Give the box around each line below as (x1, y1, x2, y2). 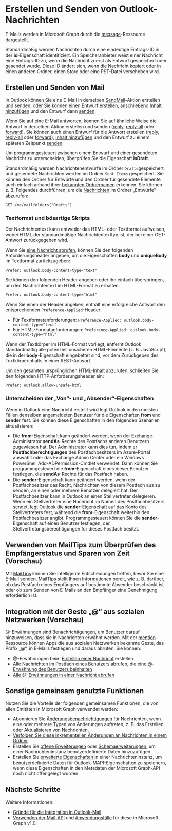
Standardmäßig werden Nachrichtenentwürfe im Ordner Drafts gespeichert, (5, 165, 165, 171)
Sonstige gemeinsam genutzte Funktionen (5, 686, 144, 695)
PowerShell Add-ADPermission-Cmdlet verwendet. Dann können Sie (12, 460, 158, 466)
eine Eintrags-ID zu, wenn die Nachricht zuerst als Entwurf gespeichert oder (5, 57, 167, 63)
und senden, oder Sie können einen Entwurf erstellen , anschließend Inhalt (5, 102, 162, 109)
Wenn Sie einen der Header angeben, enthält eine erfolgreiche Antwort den (5, 302, 165, 308)
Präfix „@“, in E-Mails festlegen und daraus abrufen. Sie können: (5, 645, 141, 651)
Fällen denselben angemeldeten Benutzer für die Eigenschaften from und (5, 412, 161, 418)
